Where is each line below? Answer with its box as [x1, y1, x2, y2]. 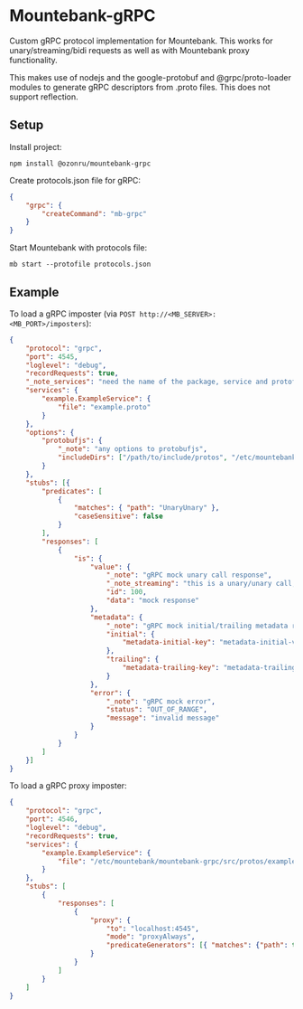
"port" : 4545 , [25, 352, 78, 362]
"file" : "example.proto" [57, 402, 151, 411]
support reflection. [9, 91, 78, 102]
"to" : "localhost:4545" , [106, 924, 200, 933]
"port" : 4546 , [25, 815, 78, 824]
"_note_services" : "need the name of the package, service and [25, 377, 269, 387]
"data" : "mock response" [106, 596, 200, 606]
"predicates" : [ [41, 486, 103, 495]
